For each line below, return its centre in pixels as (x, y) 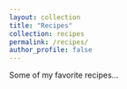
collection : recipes (47, 33)
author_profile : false (51, 50)
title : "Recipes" (41, 26)
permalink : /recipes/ (49, 42)
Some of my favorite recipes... (64, 75)
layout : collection (45, 17)
